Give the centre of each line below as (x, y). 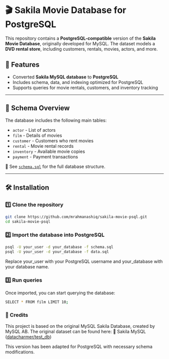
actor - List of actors (34, 130)
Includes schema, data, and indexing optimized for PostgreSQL (78, 82)
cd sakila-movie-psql (28, 222)
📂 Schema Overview (37, 108)
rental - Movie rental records (43, 146)
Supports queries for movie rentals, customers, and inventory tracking (85, 87)
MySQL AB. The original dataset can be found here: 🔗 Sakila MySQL (76, 331)
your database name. (27, 267)
